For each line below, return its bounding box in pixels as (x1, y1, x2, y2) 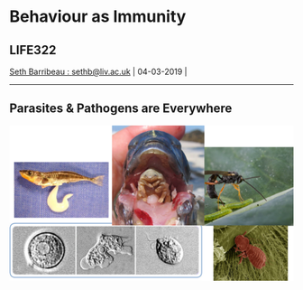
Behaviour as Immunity (9, 6, 187, 27)
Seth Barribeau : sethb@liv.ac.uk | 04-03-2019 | (9, 66, 188, 77)
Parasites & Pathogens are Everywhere (9, 101, 233, 117)
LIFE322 (9, 42, 57, 58)
